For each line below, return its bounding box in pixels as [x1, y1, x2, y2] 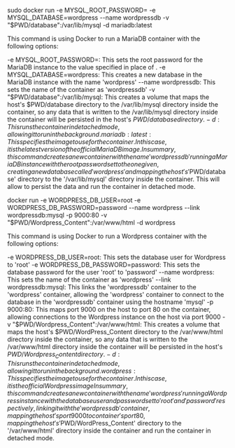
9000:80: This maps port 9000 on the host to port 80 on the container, [7, 305, 211, 313]
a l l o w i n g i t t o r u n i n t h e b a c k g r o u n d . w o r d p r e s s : [7, 367, 136, 375]
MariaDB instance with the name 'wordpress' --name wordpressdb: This [7, 78, 215, 86]
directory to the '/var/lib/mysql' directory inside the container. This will [17, 175, 220, 183]
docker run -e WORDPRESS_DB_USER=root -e [7, 196, 141, 204]
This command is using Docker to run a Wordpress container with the [7, 232, 208, 240]
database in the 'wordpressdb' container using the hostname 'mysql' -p [7, 298, 214, 306]
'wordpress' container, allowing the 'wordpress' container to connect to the [7, 291, 225, 298]
